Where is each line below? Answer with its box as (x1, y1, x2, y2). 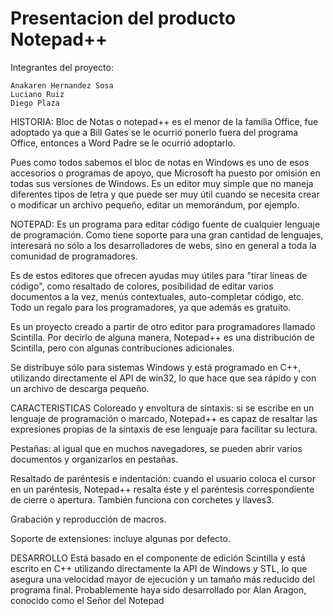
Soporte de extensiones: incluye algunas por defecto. (10, 532, 231, 544)
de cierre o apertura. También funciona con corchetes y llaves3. (10, 493, 275, 506)
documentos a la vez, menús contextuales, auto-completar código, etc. (10, 290, 305, 302)
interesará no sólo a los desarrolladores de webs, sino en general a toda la (10, 239, 317, 251)
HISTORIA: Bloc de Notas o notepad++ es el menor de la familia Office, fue (10, 115, 319, 127)
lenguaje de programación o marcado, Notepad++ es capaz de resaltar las (10, 412, 318, 424)
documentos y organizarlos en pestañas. (10, 453, 179, 465)
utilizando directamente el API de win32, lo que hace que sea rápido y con (10, 372, 317, 384)
